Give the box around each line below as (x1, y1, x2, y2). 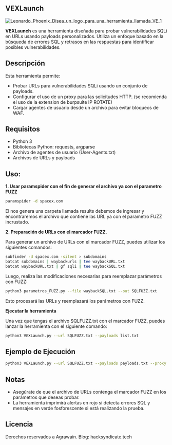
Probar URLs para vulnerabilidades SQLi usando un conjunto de (12, 82, 148, 89)
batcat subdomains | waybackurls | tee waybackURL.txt (5, 259, 125, 264)
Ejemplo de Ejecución (5, 347, 76, 356)
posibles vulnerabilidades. (5, 44, 61, 50)
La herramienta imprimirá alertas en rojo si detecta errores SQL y (12, 400, 150, 405)
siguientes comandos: (5, 244, 52, 251)
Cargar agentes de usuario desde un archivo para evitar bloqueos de (12, 104, 159, 110)
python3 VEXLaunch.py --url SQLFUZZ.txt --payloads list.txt (5, 333, 139, 338)
